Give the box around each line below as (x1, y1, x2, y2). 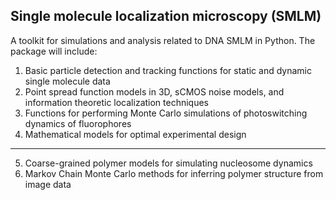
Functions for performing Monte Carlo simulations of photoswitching (24, 107, 308, 119)
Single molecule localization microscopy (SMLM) (10, 8, 322, 25)
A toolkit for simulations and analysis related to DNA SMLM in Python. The (10, 34, 316, 46)
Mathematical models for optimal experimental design (24, 128, 247, 140)
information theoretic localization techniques (24, 96, 210, 108)
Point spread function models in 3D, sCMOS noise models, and (24, 85, 285, 98)
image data (24, 178, 72, 190)
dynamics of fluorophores (24, 117, 132, 129)
